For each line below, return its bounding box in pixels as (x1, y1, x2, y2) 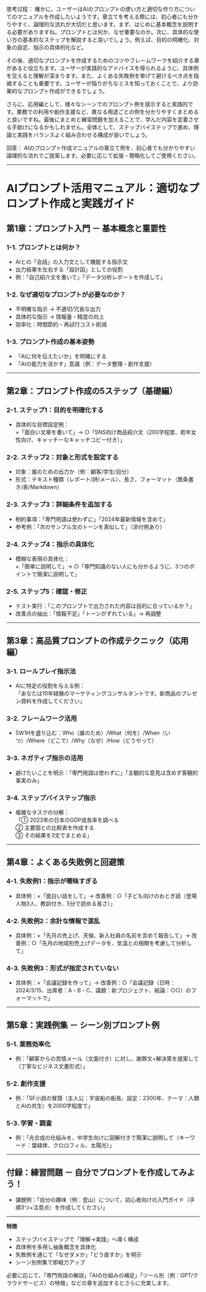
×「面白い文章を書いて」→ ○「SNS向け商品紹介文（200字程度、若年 (15, 428, 191, 436)
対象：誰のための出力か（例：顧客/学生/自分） (15, 468, 132, 476)
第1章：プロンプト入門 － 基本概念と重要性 (6, 223, 167, 233)
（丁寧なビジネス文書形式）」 (15, 1062, 88, 1070)
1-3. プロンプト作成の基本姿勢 (6, 338, 95, 346)
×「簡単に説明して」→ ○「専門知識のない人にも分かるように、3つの (15, 563, 189, 570)
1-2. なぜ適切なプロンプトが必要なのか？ (6, 290, 126, 299)
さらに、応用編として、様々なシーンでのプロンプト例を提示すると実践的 (6, 101, 188, 107)
